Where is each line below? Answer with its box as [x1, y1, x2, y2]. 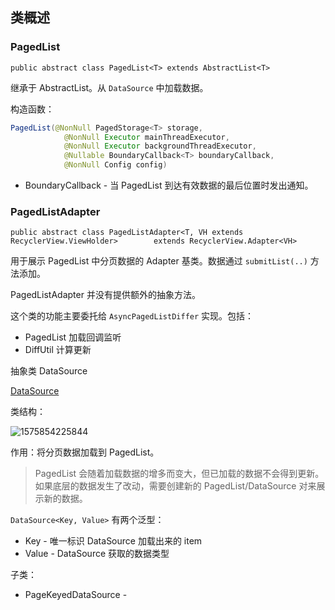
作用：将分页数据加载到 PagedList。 [10, 446, 160, 458]
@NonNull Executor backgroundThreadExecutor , [63, 141, 257, 152]
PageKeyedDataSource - [24, 589, 128, 601]
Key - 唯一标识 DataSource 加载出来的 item [24, 535, 203, 547]
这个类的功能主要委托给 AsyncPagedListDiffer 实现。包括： [10, 310, 255, 322]
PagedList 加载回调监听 [24, 331, 122, 343]
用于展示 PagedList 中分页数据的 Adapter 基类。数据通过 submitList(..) [10, 255, 308, 267]
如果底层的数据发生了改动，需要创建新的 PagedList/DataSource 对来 [34, 480, 317, 492]
